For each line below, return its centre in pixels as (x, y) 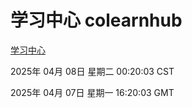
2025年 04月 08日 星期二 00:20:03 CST (92, 71)
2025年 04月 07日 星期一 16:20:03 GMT (92, 92)
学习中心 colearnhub (96, 20)
